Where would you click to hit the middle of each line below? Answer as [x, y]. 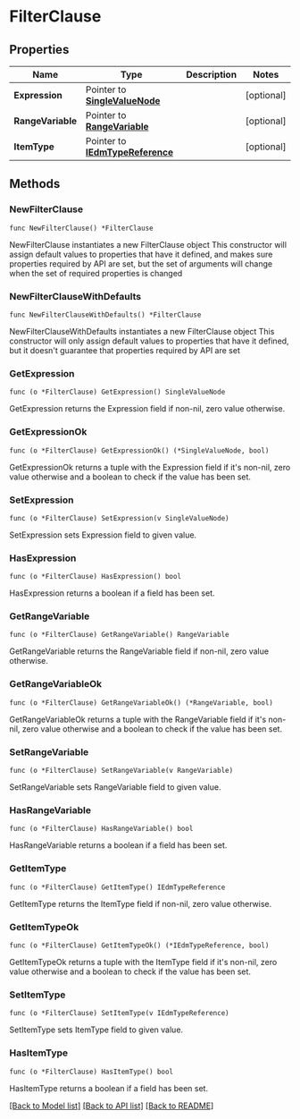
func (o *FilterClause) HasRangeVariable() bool [101, 829]
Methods [35, 184]
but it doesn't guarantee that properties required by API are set [125, 350]
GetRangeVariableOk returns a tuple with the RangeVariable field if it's [138, 719]
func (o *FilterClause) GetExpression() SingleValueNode [117, 392]
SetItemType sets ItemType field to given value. [96, 1030]
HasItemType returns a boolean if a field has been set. [108, 1088]
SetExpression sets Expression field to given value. [103, 535]
